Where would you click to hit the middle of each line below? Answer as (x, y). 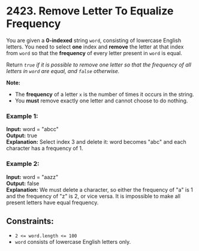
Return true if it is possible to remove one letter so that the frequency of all (99, 65)
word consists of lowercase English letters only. (73, 242)
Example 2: (23, 164)
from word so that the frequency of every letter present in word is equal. (94, 53)
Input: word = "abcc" (32, 129)
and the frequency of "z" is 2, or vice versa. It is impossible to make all (94, 196)
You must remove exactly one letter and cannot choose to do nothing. (101, 101)
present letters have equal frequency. (52, 202)
